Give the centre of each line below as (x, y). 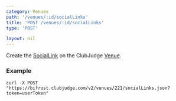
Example (19, 71)
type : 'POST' (22, 28)
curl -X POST (22, 83)
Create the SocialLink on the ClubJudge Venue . (64, 56)
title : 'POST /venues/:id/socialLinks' (55, 22)
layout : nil (21, 39)
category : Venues (27, 12)
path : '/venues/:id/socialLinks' (47, 17)
